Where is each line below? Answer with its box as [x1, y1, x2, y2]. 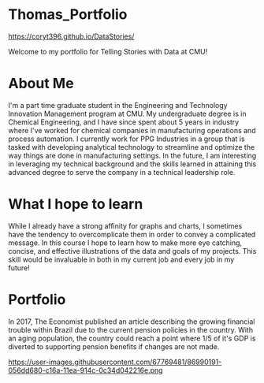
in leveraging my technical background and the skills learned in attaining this [8, 159, 257, 169]
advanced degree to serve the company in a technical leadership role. [8, 167, 236, 177]
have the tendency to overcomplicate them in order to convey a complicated [8, 229, 256, 239]
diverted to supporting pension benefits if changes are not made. [8, 341, 220, 351]
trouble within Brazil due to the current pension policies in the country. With [8, 325, 254, 334]
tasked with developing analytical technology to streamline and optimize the [8, 142, 255, 151]
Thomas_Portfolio [8, 6, 128, 24]
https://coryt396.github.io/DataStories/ [8, 32, 135, 41]
